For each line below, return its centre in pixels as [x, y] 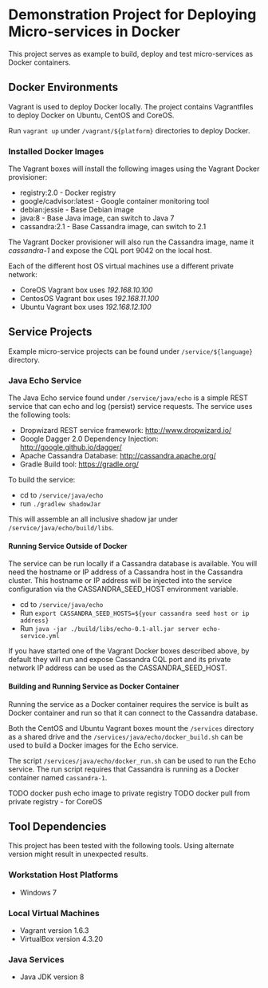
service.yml [39, 637]
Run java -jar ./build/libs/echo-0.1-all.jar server [109, 629]
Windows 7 [38, 892]
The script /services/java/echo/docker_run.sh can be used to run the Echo [132, 760]
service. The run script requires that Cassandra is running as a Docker [124, 769]
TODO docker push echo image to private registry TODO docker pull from [129, 793]
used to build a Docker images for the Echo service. [93, 745]
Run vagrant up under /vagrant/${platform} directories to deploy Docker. [129, 130]
